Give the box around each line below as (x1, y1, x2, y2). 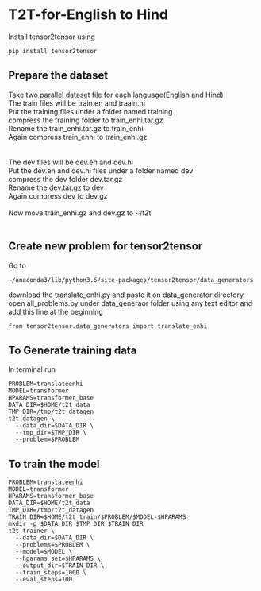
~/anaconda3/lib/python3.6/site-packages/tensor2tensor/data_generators (8, 276, 254, 284)
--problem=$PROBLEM (15, 435, 80, 444)
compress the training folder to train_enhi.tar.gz (8, 115, 164, 125)
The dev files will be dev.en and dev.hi (8, 157, 133, 167)
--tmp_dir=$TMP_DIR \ (15, 429, 87, 437)
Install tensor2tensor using (8, 32, 95, 41)
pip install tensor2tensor (8, 47, 98, 55)
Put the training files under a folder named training (8, 106, 173, 116)
